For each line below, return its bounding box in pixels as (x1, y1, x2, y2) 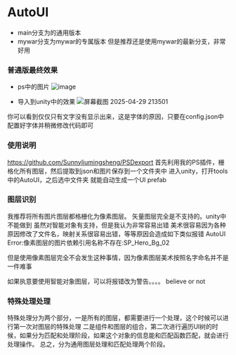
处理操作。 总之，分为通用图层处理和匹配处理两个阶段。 (7, 340, 169, 349)
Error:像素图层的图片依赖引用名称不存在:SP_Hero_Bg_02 (7, 238, 170, 247)
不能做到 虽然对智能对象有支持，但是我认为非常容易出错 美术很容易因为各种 (7, 221, 226, 229)
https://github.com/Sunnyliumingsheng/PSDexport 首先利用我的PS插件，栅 (7, 157, 225, 166)
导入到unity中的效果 (17, 98, 76, 106)
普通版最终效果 (7, 65, 58, 75)
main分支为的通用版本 (17, 28, 81, 37)
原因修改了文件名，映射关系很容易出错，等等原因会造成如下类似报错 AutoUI (7, 229, 226, 238)
